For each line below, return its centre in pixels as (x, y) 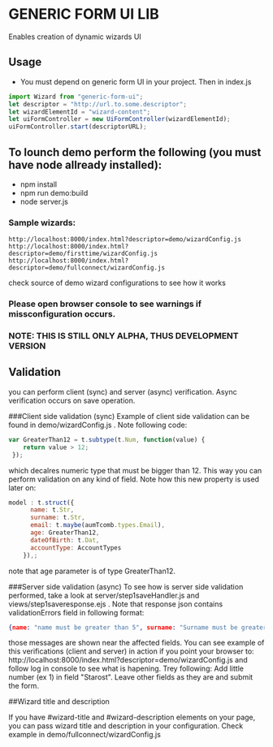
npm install (39, 184)
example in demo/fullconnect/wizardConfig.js (84, 735)
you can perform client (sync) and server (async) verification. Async (123, 391)
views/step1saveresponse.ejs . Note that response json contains (116, 604)
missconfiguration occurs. (62, 314)
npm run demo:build (54, 192)
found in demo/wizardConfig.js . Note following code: (98, 425)
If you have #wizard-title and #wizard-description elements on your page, (132, 717)
